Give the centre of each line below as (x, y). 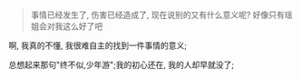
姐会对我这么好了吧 (67, 26)
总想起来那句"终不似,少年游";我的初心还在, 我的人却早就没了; (122, 65)
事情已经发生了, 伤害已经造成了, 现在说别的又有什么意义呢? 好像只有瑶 (161, 15)
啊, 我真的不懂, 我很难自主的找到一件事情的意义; (98, 45)
